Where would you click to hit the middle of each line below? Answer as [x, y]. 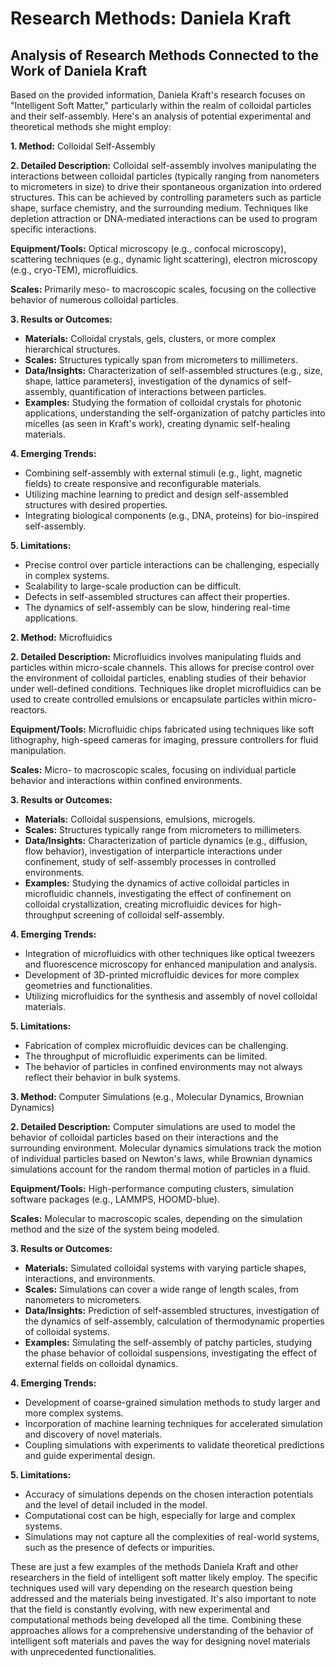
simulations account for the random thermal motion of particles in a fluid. [160, 1169]
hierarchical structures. [72, 349]
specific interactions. [53, 229]
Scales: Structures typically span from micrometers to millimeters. [161, 360]
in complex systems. [67, 575]
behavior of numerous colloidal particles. [94, 300]
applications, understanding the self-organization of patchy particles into [175, 413]
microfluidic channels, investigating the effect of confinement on [158, 893]
